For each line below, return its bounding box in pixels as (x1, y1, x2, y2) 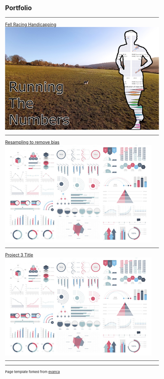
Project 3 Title (5, 252, 33, 258)
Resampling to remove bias (5, 139, 60, 145)
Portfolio (5, 4, 32, 12)
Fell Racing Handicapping (5, 22, 57, 27)
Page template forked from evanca (5, 369, 60, 374)
